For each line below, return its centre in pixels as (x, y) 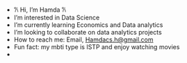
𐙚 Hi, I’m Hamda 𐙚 (40, 10)
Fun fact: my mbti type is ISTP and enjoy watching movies (97, 47)
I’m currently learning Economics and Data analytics (88, 25)
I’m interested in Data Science (57, 17)
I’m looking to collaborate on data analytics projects (88, 32)
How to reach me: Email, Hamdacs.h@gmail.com (83, 39)
